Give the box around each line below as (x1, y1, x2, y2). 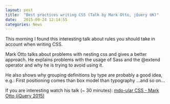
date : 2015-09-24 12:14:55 (5, 17, 68, 22)
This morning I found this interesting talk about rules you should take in (5, 36, 155, 42)
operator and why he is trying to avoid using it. (5, 62, 103, 68)
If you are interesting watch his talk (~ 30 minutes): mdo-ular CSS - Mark (5, 88, 159, 94)
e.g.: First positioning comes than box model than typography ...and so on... (5, 77, 165, 84)
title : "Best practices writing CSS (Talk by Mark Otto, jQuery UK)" (5, 12, 159, 17)
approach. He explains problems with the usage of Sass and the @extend (5, 57, 160, 63)
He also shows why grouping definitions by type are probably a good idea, (5, 72, 163, 78)
